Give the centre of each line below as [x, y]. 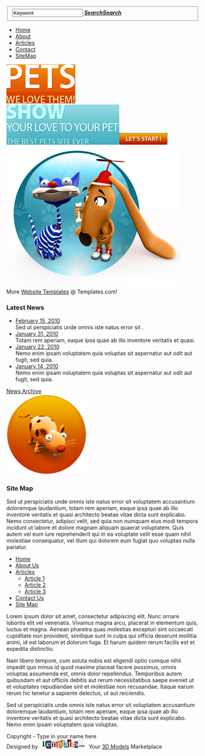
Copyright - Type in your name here [51, 736]
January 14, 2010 [37, 366]
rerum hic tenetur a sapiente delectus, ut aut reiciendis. [76, 693]
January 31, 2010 [37, 333]
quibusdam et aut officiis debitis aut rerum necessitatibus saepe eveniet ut [100, 680]
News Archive [24, 391]
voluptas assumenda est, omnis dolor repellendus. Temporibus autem [94, 674]
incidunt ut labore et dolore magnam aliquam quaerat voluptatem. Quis [95, 528]
